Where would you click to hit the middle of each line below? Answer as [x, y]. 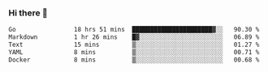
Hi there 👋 [28, 13]
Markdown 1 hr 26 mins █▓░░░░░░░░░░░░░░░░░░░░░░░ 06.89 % [134, 37]
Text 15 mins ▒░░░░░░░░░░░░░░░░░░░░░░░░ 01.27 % [134, 45]
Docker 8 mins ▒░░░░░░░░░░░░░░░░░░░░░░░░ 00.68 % [134, 60]
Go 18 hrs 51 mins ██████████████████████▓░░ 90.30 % [134, 30]
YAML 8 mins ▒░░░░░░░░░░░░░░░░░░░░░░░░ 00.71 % [134, 52]
